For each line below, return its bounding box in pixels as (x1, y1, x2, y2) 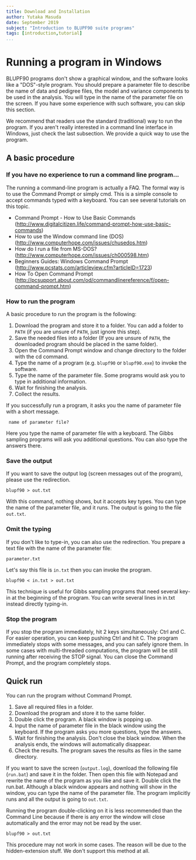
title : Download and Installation (6, 8, 91, 15)
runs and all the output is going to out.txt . (6, 796, 108, 803)
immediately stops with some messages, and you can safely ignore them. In (6, 640, 189, 648)
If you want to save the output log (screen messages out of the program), (6, 470, 183, 477)
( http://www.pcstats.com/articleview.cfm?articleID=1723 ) (14, 264, 153, 271)
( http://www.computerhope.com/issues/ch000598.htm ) (14, 251, 149, 259)
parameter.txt (6, 556, 41, 562)
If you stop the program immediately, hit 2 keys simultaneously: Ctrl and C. (6, 628, 186, 635)
